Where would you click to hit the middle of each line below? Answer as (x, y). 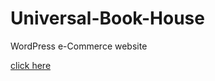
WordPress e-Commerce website (79, 46)
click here (31, 65)
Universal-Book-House (107, 18)
